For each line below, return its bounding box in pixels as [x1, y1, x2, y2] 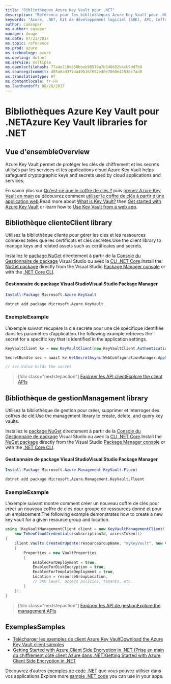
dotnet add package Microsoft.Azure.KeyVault [5, 301, 103, 307]
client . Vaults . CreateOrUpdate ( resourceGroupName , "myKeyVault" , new [14, 541, 163, 546]
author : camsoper [5, 21, 42, 27]
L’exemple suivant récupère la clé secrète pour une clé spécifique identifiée [5, 325, 164, 331]
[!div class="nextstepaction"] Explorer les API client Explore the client [17, 374, 163, 380]
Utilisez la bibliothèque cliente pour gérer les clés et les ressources [5, 232, 146, 238]
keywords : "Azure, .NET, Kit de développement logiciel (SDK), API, [5, 17, 154, 22]
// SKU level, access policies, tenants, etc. [32, 579, 133, 584]
